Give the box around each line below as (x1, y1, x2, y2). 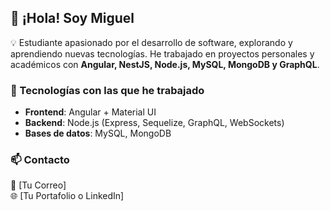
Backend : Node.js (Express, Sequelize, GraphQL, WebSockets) (24, 117, 285, 129)
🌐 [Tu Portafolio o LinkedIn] (10, 190, 125, 202)
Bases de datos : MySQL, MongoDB (24, 127, 172, 140)
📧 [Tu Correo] (10, 179, 67, 191)
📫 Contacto (10, 153, 70, 167)
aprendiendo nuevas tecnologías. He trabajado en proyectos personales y (10, 47, 315, 60)
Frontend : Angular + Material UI (24, 106, 157, 118)
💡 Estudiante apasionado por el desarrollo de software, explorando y (10, 36, 293, 48)
